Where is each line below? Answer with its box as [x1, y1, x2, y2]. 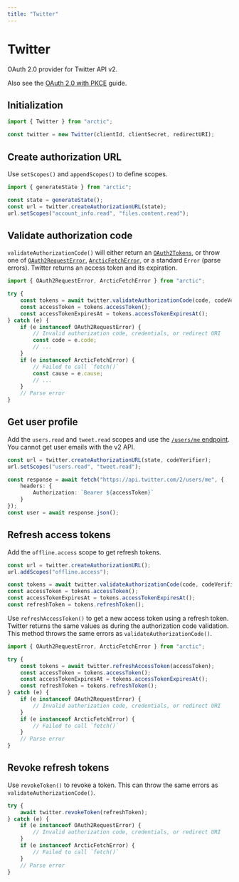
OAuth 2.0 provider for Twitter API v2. [7, 65, 118, 73]
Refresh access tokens [7, 529, 112, 541]
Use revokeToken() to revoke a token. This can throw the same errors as [7, 781, 218, 789]
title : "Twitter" [7, 10, 59, 18]
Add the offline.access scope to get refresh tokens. [7, 547, 161, 557]
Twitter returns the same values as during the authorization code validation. [7, 622, 229, 630]
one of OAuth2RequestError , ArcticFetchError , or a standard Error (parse [7, 256, 221, 265]
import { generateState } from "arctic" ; [7, 183, 132, 191]
